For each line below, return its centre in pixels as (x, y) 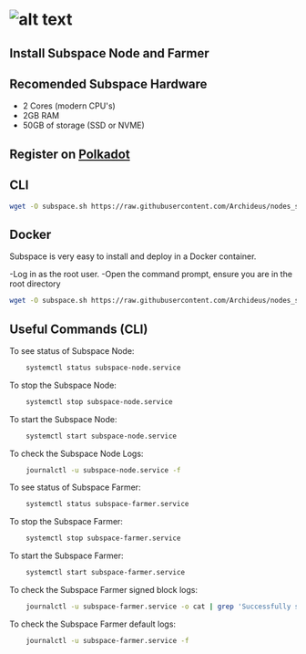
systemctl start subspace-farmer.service (105, 573)
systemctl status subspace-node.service (103, 368)
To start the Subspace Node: (63, 419)
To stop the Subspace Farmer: (66, 522)
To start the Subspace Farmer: (67, 555)
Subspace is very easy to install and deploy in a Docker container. (133, 256)
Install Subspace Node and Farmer (109, 53)
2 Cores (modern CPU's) (69, 106)
